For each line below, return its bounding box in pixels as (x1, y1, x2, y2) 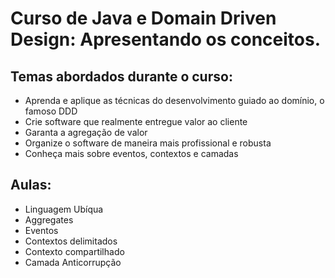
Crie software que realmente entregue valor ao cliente (24, 116, 248, 127)
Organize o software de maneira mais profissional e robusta (24, 137, 272, 149)
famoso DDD (24, 105, 78, 117)
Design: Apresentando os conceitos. (10, 28, 322, 51)
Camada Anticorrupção (24, 256, 122, 268)
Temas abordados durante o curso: (10, 68, 233, 85)
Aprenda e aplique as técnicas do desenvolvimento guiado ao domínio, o (24, 95, 325, 106)
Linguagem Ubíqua (24, 203, 104, 215)
